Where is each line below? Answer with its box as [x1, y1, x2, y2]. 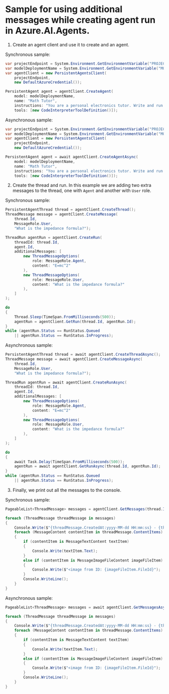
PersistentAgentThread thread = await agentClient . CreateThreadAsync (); [5, 352, 161, 357]
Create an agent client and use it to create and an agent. [12, 41, 130, 47]
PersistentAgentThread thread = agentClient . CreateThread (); [5, 207, 136, 212]
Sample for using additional [5, 4, 123, 15]
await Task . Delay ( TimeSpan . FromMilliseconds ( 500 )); [14, 459, 125, 464]
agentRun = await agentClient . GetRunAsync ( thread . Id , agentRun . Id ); [14, 464, 161, 469]
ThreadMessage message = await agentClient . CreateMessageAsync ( [5, 357, 143, 362]
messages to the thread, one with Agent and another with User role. [12, 187, 152, 194]
